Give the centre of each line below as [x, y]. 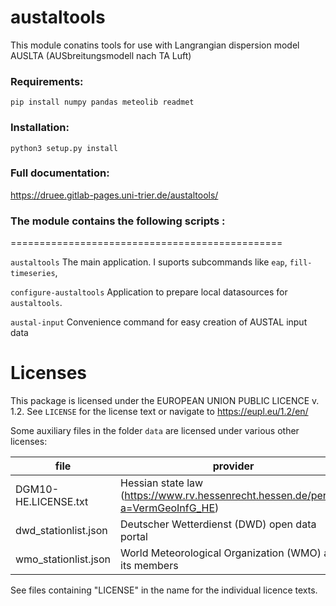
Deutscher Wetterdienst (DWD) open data [218, 524]
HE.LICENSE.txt [52, 502]
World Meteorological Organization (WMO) [221, 553]
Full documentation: [60, 173]
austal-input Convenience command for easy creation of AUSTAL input [159, 322]
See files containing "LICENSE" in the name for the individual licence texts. [164, 590]
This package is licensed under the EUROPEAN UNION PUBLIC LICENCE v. [165, 401]
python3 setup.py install [64, 148]
